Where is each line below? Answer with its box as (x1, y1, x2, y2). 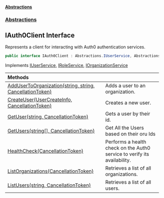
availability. (105, 157, 131, 164)
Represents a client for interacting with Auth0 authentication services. (5, 44, 145, 50)
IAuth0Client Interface (5, 31, 75, 39)
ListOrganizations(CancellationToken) (7, 168, 94, 175)
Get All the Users (105, 125, 144, 132)
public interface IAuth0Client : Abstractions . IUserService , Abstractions (5, 54, 161, 59)
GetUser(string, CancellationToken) (7, 113, 89, 120)
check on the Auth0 (105, 145, 150, 152)
